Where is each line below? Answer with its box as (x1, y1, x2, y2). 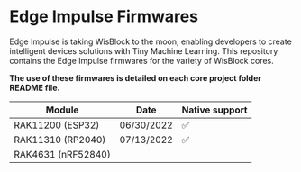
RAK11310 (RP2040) (14, 133, 106, 146)
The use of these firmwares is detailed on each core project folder (9, 72, 261, 83)
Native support (181, 104, 248, 116)
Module (45, 104, 79, 116)
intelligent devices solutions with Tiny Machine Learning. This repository (9, 45, 278, 56)
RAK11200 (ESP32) (14, 119, 100, 131)
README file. (9, 82, 60, 93)
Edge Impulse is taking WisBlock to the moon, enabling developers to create (9, 36, 293, 47)
